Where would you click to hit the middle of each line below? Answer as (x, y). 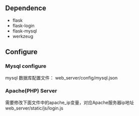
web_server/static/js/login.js (34, 108)
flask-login (24, 25)
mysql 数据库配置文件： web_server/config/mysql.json (61, 77)
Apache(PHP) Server (31, 91)
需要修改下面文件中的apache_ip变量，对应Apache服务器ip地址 (70, 102)
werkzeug (23, 36)
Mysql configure (26, 66)
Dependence (26, 8)
